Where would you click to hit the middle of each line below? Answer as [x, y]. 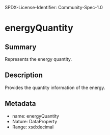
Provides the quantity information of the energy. [55, 87]
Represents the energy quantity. [38, 59]
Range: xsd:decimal [33, 127]
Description [24, 75]
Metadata [20, 104]
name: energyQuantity [36, 116]
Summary [21, 47]
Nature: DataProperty [35, 121]
